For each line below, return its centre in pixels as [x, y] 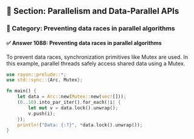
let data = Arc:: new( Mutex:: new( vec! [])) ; [72, 97]
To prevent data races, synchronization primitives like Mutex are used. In [97, 57]
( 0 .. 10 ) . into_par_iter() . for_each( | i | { [69, 103]
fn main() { [21, 91]
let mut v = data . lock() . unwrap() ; [73, 108]
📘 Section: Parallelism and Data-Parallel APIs [93, 11]
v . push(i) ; [42, 114]
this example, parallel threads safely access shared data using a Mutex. [96, 63]
